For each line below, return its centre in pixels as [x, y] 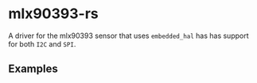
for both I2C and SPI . [42, 43]
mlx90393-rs [53, 14]
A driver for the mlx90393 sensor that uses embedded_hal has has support [128, 36]
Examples [33, 69]
